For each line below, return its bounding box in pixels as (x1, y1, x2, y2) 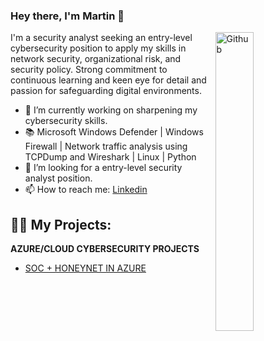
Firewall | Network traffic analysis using (24, 140, 188, 153)
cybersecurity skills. (24, 115, 108, 127)
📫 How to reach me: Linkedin (24, 184, 148, 196)
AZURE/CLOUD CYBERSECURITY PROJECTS (10, 243, 200, 255)
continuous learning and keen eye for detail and (10, 74, 207, 86)
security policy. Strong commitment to (10, 64, 168, 76)
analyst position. (24, 172, 93, 184)
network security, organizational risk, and (10, 53, 182, 65)
